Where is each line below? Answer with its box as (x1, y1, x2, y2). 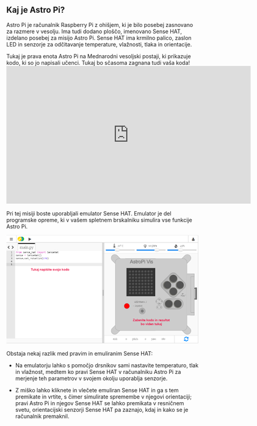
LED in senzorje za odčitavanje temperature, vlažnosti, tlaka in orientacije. (6, 40, 192, 48)
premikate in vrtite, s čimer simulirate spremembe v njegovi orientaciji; (15, 393, 192, 400)
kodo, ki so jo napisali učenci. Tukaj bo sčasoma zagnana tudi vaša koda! (6, 59, 190, 66)
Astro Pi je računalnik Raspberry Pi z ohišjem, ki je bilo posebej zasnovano (6, 21, 194, 28)
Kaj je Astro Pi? (6, 5, 65, 15)
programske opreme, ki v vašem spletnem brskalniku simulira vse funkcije (6, 216, 192, 223)
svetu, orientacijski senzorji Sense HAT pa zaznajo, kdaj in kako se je (15, 406, 189, 414)
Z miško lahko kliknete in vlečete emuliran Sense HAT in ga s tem (15, 387, 179, 394)
